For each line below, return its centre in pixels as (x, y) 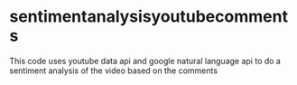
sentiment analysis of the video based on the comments (114, 71)
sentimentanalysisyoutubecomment (149, 17)
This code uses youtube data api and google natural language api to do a (145, 61)
